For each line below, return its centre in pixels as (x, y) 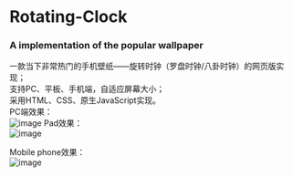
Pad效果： (63, 123)
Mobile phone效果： (47, 152)
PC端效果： (31, 112)
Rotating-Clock (68, 17)
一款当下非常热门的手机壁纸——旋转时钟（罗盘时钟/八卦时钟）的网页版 (143, 67)
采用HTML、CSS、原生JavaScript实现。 (85, 100)
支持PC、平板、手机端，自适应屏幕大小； (87, 89)
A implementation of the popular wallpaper (106, 46)
